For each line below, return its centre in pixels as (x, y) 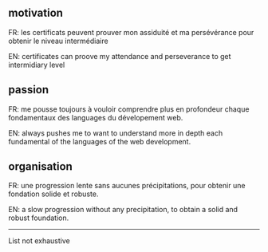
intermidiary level (37, 65)
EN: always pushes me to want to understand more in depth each (116, 133)
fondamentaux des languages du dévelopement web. (96, 117)
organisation (41, 167)
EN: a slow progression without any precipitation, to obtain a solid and (123, 210)
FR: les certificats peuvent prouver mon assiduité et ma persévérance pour (131, 32)
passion (29, 90)
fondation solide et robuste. (53, 194)
